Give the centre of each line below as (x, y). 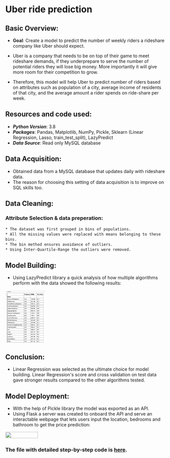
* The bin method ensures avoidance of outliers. (59, 245)
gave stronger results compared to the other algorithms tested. (79, 380)
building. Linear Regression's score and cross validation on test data (84, 375)
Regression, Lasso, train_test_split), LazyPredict (63, 137)
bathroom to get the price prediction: (52, 425)
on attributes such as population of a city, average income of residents (87, 87)
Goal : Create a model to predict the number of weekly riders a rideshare (89, 40)
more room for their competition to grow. (55, 72)
